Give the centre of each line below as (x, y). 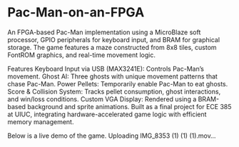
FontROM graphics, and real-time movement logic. (81, 55)
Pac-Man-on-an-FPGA (76, 12)
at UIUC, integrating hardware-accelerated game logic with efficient (107, 114)
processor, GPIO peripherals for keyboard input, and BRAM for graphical (113, 39)
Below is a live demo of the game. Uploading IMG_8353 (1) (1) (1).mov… (112, 136)
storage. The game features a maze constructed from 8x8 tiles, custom (112, 47)
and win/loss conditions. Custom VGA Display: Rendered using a (102, 99)
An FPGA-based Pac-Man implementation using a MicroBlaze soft (104, 32)
